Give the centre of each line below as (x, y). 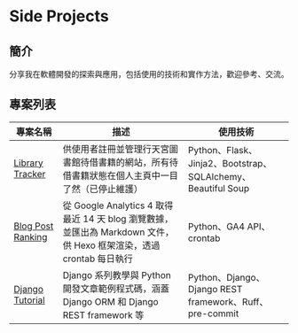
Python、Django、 (226, 277)
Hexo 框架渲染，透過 (117, 245)
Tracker (30, 174)
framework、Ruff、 (228, 301)
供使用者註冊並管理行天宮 (116, 149)
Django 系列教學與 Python (117, 275)
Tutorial (30, 300)
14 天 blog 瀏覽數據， (128, 219)
